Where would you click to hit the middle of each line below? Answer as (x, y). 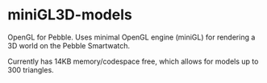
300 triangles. (31, 69)
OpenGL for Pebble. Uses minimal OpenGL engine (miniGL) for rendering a (131, 37)
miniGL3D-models (70, 15)
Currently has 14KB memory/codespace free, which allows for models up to (133, 61)
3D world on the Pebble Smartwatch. (69, 45)
